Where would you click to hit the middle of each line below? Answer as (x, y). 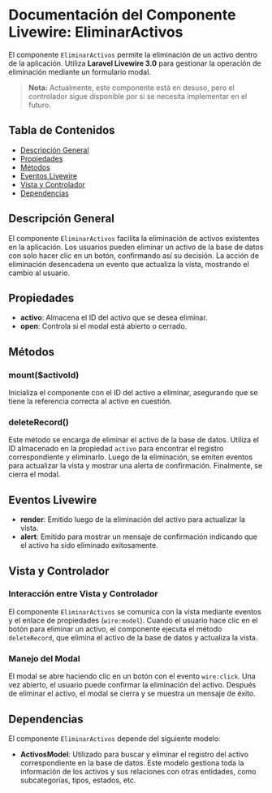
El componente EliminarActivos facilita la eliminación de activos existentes (134, 238)
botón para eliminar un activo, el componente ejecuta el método (115, 629)
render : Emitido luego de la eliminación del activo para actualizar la (133, 519)
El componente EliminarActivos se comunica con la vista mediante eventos (135, 611)
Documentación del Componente (122, 15)
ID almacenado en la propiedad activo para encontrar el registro (116, 449)
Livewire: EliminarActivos (96, 32)
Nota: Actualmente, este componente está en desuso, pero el (132, 88)
